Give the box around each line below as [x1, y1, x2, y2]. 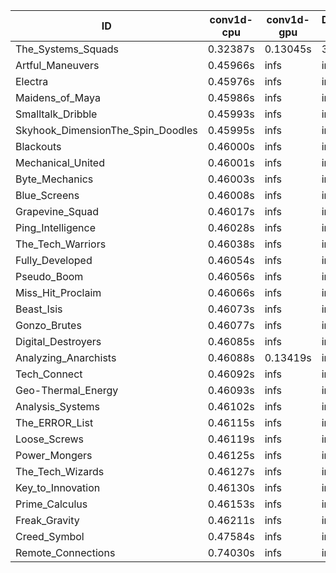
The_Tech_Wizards [15, 465, 105, 478]
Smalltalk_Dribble [15, 107, 98, 121]
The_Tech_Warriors [15, 237, 107, 251]
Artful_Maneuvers [15, 59, 100, 72]
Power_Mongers [15, 449, 93, 462]
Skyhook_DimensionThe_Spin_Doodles [15, 124, 198, 137]
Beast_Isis [15, 302, 63, 316]
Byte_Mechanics [15, 172, 94, 186]
